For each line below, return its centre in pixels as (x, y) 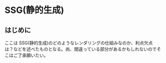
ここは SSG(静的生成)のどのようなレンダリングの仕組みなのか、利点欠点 (79, 43)
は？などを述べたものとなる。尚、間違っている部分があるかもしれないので (81, 49)
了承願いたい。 (33, 55)
